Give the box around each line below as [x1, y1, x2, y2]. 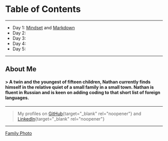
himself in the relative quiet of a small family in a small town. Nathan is [5, 84, 154, 90]
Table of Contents [5, 3, 81, 15]
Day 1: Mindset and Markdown [12, 24, 75, 30]
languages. [5, 95, 29, 101]
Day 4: [12, 40, 26, 46]
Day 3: [12, 35, 26, 41]
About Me [5, 65, 36, 73]
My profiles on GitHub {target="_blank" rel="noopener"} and [17, 111, 141, 117]
